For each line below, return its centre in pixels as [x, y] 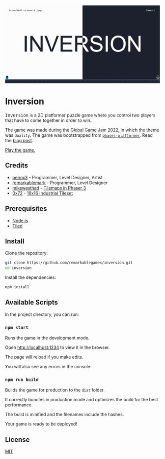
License [17, 440]
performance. [19, 405]
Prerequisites [26, 209]
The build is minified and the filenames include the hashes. [65, 415]
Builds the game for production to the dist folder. [55, 390]
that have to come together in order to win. [48, 120]
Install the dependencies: [31, 277]
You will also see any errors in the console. [48, 367]
